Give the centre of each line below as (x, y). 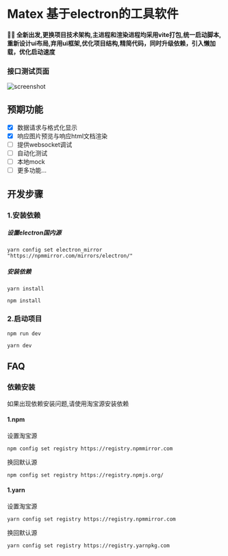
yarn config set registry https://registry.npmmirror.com (91, 519)
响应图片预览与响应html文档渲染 (62, 136)
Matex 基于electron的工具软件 (93, 14)
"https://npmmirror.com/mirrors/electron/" (70, 256)
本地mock (31, 162)
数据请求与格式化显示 (47, 127)
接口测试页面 (28, 71)
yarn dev (20, 345)
